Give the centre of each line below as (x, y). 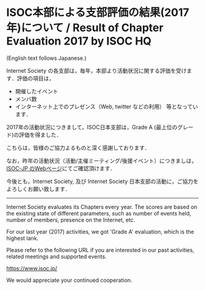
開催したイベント (37, 91)
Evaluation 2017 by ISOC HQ (79, 41)
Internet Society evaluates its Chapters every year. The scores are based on (102, 207)
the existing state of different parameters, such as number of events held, (99, 213)
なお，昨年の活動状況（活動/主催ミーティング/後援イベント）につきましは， (102, 161)
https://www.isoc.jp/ (32, 268)
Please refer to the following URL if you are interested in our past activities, (100, 250)
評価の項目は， (36, 78)
